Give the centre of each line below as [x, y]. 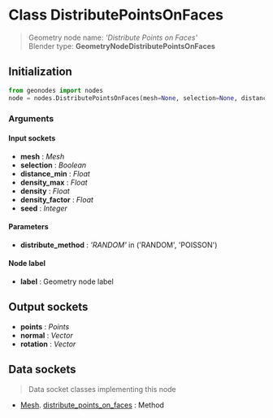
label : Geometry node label [67, 281]
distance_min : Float [55, 173]
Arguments [31, 119]
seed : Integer [43, 208]
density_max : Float [54, 182]
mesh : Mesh [42, 156]
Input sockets [32, 138]
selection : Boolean [53, 165]
